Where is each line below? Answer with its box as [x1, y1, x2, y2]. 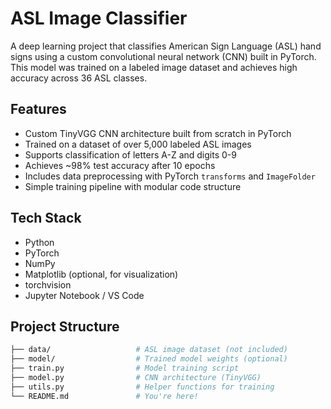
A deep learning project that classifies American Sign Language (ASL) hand [10, 40, 322, 52]
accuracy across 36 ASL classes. [10, 72, 148, 84]
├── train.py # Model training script [10, 363, 240, 374]
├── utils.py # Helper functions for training [10, 382, 275, 392]
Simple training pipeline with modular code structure [24, 180, 242, 192]
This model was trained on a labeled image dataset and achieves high [10, 61, 298, 73]
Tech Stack [10, 210, 82, 227]
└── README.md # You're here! [10, 391, 199, 401]
